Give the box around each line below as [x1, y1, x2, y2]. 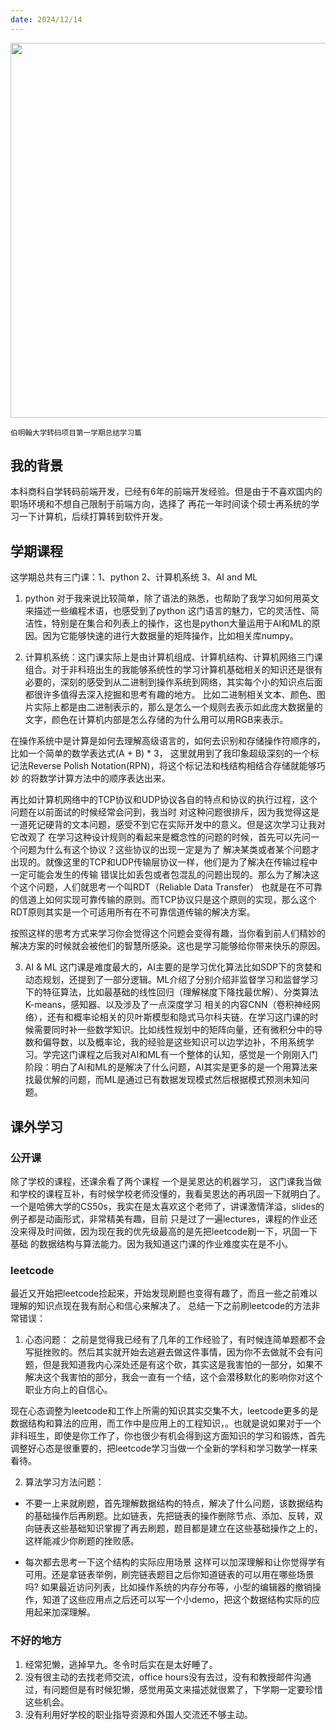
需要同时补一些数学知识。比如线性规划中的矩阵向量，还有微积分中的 [33, 1024, 315, 1036]
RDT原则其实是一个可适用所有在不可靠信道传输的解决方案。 [10, 906, 256, 918]
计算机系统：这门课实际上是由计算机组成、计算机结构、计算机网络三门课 [24, 651, 323, 663]
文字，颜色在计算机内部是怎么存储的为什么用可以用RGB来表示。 [24, 714, 289, 726]
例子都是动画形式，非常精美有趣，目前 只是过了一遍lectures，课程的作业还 [10, 1212, 318, 1225]
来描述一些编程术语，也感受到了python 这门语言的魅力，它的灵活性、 [24, 605, 311, 617]
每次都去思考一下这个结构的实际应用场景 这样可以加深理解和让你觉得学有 [24, 1556, 326, 1568]
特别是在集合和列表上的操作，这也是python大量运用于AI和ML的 [51, 617, 312, 630]
